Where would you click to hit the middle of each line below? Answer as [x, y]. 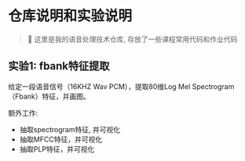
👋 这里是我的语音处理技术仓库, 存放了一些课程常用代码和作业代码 [132, 39]
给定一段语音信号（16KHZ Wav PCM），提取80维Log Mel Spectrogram [121, 86]
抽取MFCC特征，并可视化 [61, 139]
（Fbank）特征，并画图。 [49, 96]
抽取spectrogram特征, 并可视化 [69, 129]
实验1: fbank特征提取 [59, 66]
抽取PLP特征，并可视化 [57, 148]
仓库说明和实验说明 [70, 16]
